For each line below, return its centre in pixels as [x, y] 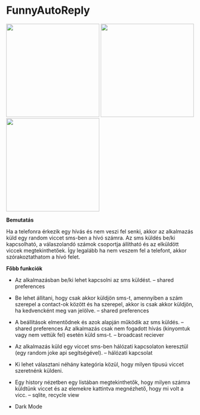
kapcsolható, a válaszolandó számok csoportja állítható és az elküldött [93, 244]
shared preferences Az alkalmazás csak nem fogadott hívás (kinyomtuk [102, 328]
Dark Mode [29, 406]
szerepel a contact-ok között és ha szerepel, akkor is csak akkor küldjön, [104, 304]
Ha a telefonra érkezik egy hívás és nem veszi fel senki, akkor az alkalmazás [100, 231]
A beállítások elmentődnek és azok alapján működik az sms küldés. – [99, 322]
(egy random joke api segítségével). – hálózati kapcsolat [84, 352]
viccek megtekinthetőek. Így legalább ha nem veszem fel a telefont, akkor [96, 250]
